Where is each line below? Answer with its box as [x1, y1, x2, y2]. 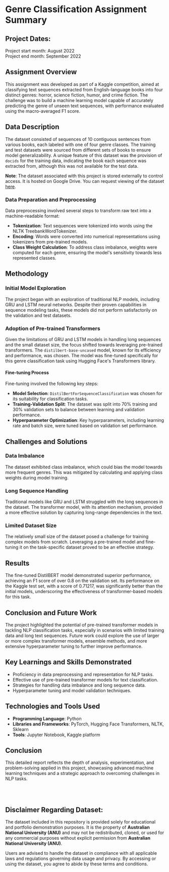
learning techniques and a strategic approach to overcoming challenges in [5, 770, 160, 777]
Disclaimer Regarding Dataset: [5, 805, 103, 814]
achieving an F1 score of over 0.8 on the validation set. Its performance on [5, 577, 160, 584]
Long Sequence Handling [5, 487, 69, 494]
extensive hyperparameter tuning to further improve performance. [5, 643, 143, 650]
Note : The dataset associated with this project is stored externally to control [5, 173, 163, 179]
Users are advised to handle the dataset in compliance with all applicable [5, 850, 157, 856]
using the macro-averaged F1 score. [5, 108, 81, 114]
